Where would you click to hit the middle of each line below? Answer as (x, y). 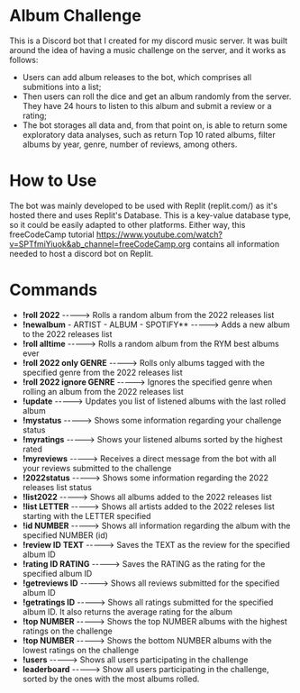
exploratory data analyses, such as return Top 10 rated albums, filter (149, 134)
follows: (24, 59)
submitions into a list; (62, 87)
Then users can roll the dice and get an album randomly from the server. (157, 96)
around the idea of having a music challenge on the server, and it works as (148, 50)
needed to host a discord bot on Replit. (82, 253)
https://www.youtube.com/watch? (159, 234)
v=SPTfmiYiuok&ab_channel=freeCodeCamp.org (100, 243)
